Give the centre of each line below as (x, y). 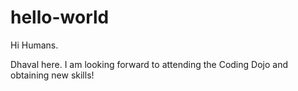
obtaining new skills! (52, 75)
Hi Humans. (34, 45)
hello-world (60, 17)
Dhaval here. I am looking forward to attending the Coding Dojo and (149, 64)
